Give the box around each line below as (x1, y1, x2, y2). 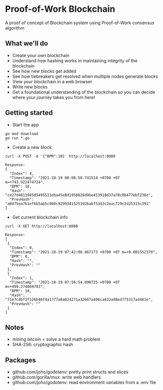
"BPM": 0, (9, 254, 30, 259)
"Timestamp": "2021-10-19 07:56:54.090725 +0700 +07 (9, 280, 120, 284)
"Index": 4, (9, 171, 34, 176)
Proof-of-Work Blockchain (5, 3, 116, 15)
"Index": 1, (9, 275, 34, 281)
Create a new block (12, 144, 52, 150)
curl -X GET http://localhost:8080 (5, 223, 78, 229)
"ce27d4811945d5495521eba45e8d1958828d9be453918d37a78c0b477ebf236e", (5, 192, 153, 198)
